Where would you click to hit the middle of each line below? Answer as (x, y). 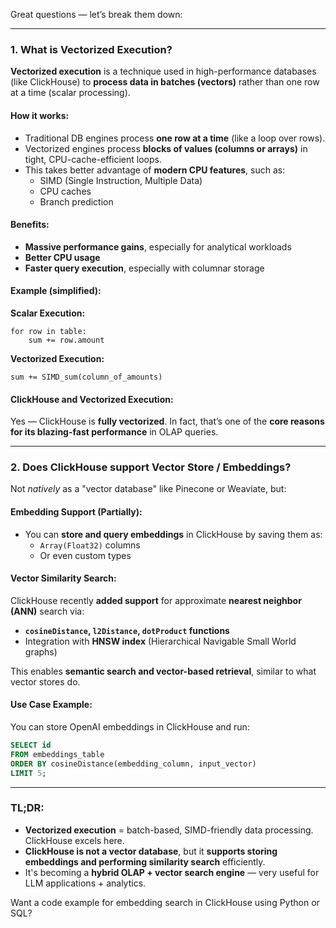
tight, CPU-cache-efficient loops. (93, 159)
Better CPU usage (62, 257)
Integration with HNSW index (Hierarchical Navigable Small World (160, 641)
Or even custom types (85, 555)
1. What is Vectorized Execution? (91, 49)
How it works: (40, 115)
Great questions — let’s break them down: (96, 14)
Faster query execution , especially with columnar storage (144, 268)
